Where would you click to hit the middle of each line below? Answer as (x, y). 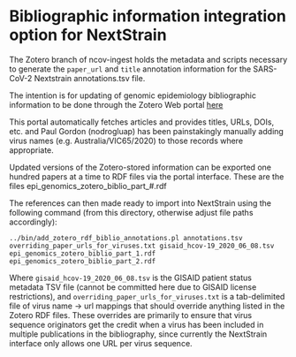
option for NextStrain (88, 35)
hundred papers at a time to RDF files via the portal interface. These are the (147, 176)
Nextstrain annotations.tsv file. (90, 78)
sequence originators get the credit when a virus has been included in (137, 324)
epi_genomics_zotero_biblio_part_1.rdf (83, 254)
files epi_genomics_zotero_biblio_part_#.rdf (88, 186)
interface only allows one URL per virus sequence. (101, 343)
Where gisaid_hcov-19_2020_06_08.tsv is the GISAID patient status (130, 277)
